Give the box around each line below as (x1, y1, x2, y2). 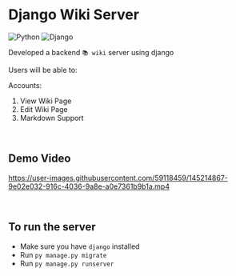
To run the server (8, 220, 96, 234)
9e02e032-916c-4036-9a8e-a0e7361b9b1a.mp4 (8, 182, 170, 191)
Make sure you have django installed (19, 242, 140, 251)
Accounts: (8, 80, 42, 90)
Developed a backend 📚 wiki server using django (8, 47, 174, 57)
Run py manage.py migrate (19, 250, 107, 259)
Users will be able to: (8, 65, 78, 74)
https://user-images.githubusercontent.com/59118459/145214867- (8, 173, 228, 182)
